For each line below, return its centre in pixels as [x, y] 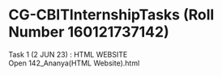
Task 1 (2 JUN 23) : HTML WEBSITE [68, 54]
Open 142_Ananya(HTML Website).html [74, 63]
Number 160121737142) [89, 32]
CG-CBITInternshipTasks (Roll [111, 15]
